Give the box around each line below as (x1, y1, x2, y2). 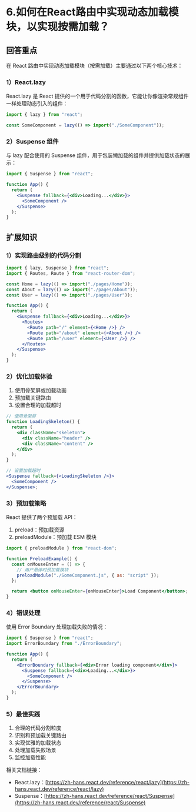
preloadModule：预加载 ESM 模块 (14, 534, 97, 540)
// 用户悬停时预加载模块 (16, 567, 69, 573)
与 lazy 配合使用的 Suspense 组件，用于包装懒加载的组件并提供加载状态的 (6, 152, 185, 159)
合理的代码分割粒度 (14, 724, 62, 731)
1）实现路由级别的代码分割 (6, 251, 81, 259)
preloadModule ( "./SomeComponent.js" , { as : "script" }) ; (16, 572, 160, 578)
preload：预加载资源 (14, 526, 65, 533)
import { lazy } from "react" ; (6, 112, 83, 118)
